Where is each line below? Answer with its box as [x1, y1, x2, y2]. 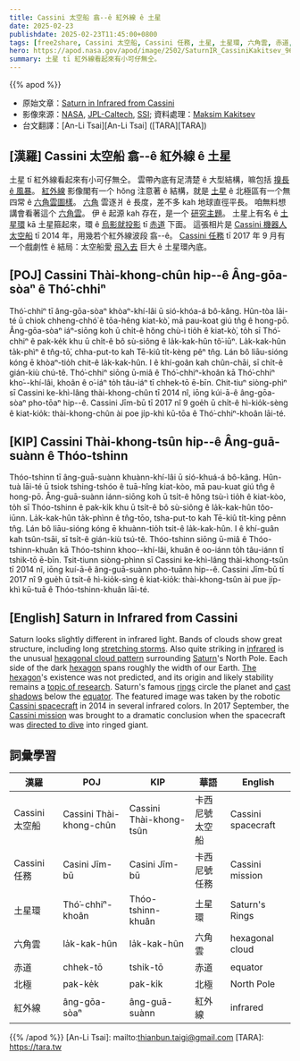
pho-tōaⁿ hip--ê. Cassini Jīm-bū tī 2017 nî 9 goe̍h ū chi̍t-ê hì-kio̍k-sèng [28, 397, 288, 408]
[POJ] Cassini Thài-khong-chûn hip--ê [9, 267, 229, 283]
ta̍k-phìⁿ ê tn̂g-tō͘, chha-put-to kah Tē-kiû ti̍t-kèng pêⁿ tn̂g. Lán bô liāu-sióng [9, 346, 288, 357]
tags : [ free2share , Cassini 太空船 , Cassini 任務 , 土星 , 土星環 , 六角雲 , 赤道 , [9, 38, 293, 47]
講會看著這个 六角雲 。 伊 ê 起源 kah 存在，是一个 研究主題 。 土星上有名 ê [9, 208, 279, 218]
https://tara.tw [9, 1041, 62, 1052]
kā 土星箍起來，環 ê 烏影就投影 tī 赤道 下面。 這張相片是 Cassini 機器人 [26, 218, 287, 229]
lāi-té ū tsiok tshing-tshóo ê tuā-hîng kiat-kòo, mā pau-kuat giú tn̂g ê [22, 481, 275, 492]
